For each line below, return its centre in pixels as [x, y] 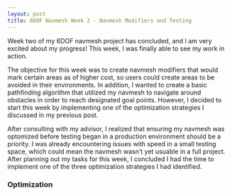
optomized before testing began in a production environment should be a [114, 136]
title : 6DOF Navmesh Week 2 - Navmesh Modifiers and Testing [100, 21]
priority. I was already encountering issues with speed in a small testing [112, 143]
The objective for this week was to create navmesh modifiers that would [113, 70]
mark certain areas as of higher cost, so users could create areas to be [111, 77]
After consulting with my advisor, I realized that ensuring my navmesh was [116, 129]
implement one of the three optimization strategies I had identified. [105, 166]
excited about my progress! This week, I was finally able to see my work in [116, 48]
